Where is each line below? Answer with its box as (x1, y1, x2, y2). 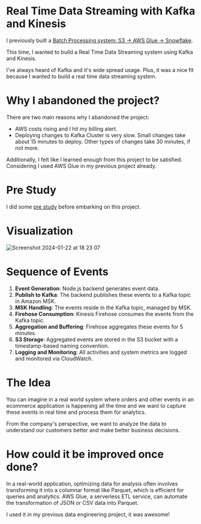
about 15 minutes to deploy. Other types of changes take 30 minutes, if (14, 138, 191, 145)
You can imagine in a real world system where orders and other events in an (6, 396, 194, 403)
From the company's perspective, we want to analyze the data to (6, 420, 167, 427)
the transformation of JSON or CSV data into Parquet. (6, 499, 139, 506)
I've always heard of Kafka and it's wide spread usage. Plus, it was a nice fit (6, 66, 194, 73)
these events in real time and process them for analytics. (6, 408, 146, 415)
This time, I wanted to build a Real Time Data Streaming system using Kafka (6, 48, 193, 55)
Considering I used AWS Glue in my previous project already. (6, 162, 157, 169)
